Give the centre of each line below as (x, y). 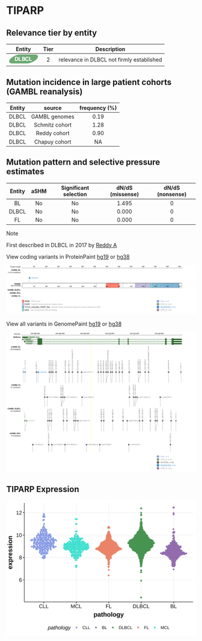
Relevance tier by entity (52, 33)
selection (75, 194)
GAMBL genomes (53, 116)
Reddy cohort (53, 133)
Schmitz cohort (53, 125)
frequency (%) (98, 108)
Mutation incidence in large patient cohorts (89, 82)
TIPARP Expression (43, 489)
